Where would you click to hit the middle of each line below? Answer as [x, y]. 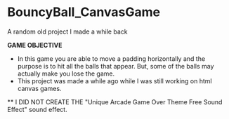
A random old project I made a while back [67, 31]
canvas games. [39, 88]
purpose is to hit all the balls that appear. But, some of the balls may [116, 66]
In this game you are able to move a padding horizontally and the [111, 58]
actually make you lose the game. [66, 73]
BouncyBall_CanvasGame [84, 12]
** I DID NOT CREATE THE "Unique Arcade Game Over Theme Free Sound [115, 101]
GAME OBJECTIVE [35, 45]
